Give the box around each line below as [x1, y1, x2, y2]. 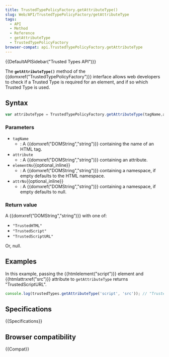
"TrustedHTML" [12, 223, 42, 228]
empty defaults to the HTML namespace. [20, 173, 105, 179]
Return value [5, 201, 37, 208]
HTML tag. [20, 146, 42, 152]
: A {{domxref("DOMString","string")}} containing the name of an [20, 141, 154, 147]
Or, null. [5, 243, 22, 249]
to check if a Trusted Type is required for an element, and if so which [5, 79, 148, 85]
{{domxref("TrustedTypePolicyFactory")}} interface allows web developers [5, 73, 160, 79]
